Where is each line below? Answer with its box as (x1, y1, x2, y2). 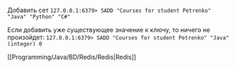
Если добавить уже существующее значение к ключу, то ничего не (7, 26, 211, 34)
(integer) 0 (7, 41, 42, 48)
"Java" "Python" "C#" (7, 13, 71, 20)
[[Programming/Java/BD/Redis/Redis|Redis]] (7, 53, 137, 61)
